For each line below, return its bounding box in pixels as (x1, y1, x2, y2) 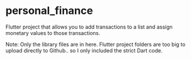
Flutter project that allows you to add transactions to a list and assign (5, 23, 173, 30)
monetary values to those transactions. (5, 29, 101, 36)
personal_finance (5, 4, 93, 17)
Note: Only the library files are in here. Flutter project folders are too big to (5, 41, 186, 48)
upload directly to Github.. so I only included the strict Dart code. (5, 47, 163, 54)
